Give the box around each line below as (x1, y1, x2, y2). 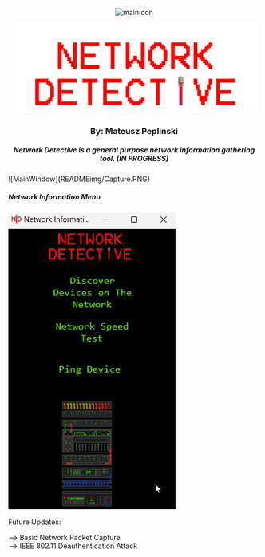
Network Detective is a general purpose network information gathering (13, 145, 255, 155)
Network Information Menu (8, 192, 101, 202)
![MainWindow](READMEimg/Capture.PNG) (8, 174, 150, 184)
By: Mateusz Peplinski (90, 125, 178, 136)
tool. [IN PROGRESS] (99, 154, 169, 164)
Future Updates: (8, 517, 61, 527)
